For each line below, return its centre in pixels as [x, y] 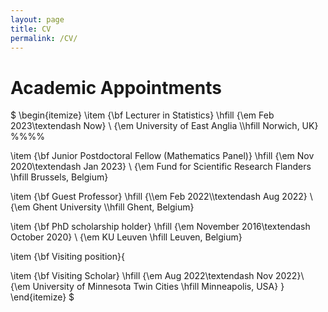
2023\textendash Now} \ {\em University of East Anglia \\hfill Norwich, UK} [164, 126]
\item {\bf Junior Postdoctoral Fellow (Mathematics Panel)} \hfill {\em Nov [162, 156]
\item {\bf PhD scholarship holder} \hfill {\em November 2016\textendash [160, 227]
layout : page [37, 19]
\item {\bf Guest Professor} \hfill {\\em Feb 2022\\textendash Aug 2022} [159, 197]
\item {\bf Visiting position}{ [67, 257]
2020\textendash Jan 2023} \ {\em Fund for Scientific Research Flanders [161, 167]
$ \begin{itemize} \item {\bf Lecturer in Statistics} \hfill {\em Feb [142, 115]
